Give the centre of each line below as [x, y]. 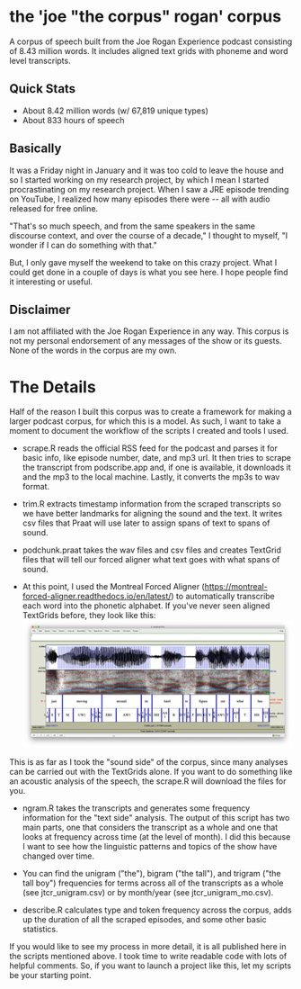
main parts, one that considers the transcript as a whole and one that [150, 827]
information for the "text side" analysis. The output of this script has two [156, 818]
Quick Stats [43, 89]
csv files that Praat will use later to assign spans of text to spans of [146, 523]
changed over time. [58, 856]
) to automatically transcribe [223, 597]
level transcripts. [40, 60]
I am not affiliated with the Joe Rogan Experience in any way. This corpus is [149, 331]
